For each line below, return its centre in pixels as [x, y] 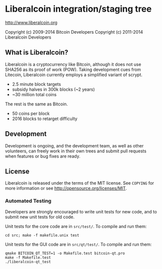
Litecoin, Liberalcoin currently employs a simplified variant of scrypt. [74, 75]
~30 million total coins [34, 94]
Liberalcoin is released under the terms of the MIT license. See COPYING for [80, 183]
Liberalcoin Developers [28, 37]
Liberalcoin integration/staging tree [78, 9]
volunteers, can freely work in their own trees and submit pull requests [76, 151]
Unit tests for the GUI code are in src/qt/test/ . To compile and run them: [78, 244]
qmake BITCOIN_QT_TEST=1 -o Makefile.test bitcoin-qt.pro [65, 253]
